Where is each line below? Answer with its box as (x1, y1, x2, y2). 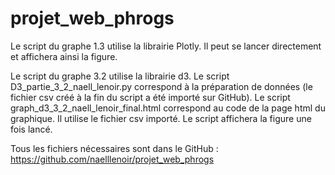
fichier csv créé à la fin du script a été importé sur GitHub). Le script (10, 91, 291, 103)
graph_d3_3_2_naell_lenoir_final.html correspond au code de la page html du (10, 102, 326, 114)
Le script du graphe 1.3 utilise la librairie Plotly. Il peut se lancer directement (10, 40, 322, 52)
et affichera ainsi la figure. (10, 50, 118, 62)
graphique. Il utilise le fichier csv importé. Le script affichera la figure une (10, 112, 312, 124)
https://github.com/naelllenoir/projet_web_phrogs (10, 153, 215, 165)
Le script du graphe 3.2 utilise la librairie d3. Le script (10, 70, 230, 82)
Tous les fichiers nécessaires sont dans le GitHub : (10, 142, 219, 154)
